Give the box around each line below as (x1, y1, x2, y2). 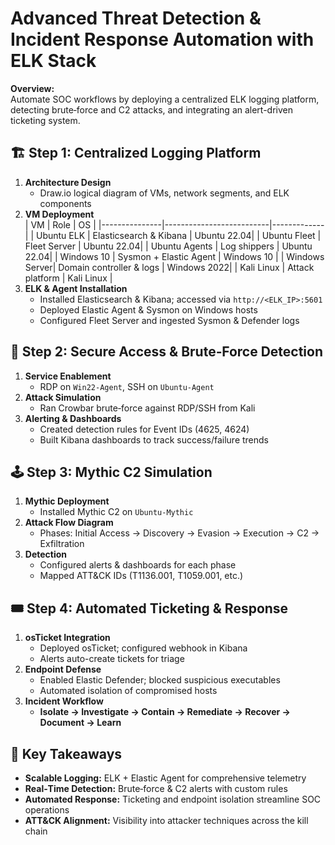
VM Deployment (24, 208, 95, 220)
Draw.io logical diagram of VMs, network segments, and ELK (39, 187, 290, 199)
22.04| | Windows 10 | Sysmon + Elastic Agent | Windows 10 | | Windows (24, 250, 325, 262)
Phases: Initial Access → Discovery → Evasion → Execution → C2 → (39, 527, 320, 539)
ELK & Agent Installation (24, 282, 128, 294)
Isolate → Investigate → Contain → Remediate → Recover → (39, 706, 291, 718)
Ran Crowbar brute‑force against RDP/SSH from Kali (39, 402, 256, 414)
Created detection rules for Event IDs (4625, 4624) (39, 423, 250, 435)
